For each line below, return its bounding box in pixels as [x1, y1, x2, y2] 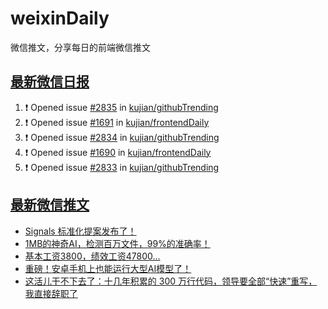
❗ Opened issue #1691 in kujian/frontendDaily [24, 116, 210, 128]
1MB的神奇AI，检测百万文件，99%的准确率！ [24, 237, 211, 249]
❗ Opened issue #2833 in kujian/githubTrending [24, 161, 220, 173]
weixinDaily [10, 7, 110, 30]
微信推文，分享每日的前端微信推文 [10, 41, 151, 53]
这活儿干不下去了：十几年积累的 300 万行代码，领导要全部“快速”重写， [24, 275, 318, 287]
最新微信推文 [10, 197, 90, 214]
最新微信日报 [10, 73, 90, 91]
